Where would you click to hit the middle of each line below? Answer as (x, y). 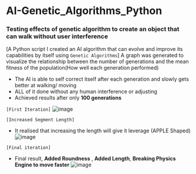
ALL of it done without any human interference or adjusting (86, 91)
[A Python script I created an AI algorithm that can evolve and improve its (94, 49)
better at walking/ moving (45, 86)
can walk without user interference (57, 36)
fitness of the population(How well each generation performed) (82, 68)
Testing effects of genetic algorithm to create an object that (93, 29)
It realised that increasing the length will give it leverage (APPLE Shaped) (102, 131)
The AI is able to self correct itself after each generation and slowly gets (102, 79)
